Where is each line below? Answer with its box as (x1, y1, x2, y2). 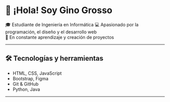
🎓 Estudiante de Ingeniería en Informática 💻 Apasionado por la (5, 21, 139, 27)
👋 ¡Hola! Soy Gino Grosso (5, 5, 113, 16)
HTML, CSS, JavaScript (12, 70, 62, 76)
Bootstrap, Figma (12, 75, 49, 81)
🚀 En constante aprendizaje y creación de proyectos (5, 34, 114, 40)
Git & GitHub (12, 81, 39, 87)
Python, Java (12, 86, 40, 92)
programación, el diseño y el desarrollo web (5, 29, 97, 35)
